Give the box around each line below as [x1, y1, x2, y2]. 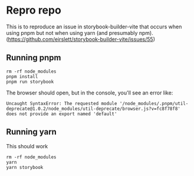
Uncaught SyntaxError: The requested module [6, 100, 117, 106]
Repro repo [6, 4, 62, 17]
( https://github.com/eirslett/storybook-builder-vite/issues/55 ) [6, 35, 155, 43]
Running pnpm [6, 53, 61, 63]
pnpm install [6, 73, 38, 80]
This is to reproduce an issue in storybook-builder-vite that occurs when [6, 23, 182, 30]
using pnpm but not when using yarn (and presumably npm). [6, 29, 153, 36]
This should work [6, 142, 48, 149]
